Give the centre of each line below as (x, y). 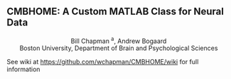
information (23, 69)
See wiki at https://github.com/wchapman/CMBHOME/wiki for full (103, 62)
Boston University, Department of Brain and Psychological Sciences (119, 48)
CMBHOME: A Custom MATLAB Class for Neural (116, 12)
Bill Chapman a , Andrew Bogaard (119, 40)
